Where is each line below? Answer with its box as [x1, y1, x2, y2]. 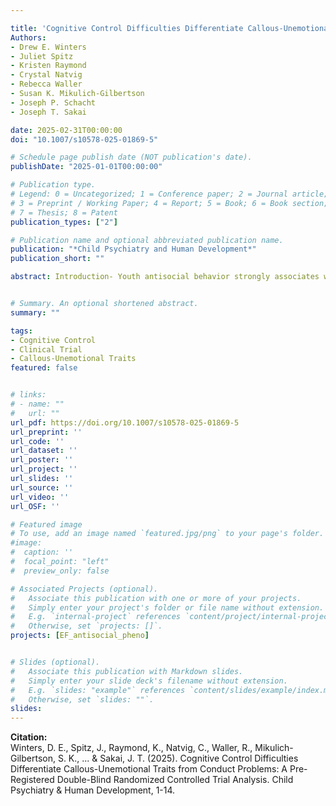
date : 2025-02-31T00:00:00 [10, 125, 123, 135]
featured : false [10, 363, 78, 373]
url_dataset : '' [10, 446, 78, 456]
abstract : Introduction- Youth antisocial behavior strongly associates [10, 272, 320, 282]
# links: [10, 390, 47, 400]
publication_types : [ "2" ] [10, 217, 118, 227]
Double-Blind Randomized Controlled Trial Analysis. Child [56, 774, 294, 786]
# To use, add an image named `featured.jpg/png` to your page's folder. [10, 529, 325, 539]
